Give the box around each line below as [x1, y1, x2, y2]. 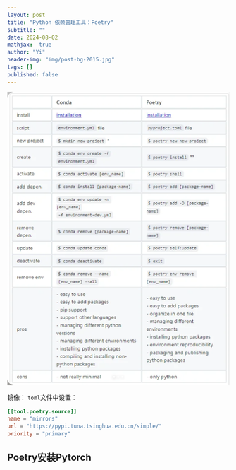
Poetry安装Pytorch [7, 452, 92, 464]
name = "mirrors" [7, 416, 58, 423]
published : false [7, 71, 58, 78]
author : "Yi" [7, 49, 46, 56]
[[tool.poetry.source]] [7, 408, 77, 415]
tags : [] [7, 64, 33, 71]
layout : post [7, 11, 46, 18]
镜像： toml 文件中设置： [7, 393, 77, 401]
